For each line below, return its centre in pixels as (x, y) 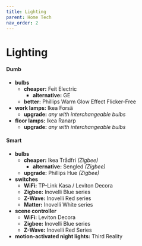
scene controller (35, 211)
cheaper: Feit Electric (50, 89)
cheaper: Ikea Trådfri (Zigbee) (61, 160)
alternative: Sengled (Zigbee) (69, 166)
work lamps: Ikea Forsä (44, 107)
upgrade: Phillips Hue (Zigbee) (61, 173)
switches (26, 179)
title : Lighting (26, 12)
